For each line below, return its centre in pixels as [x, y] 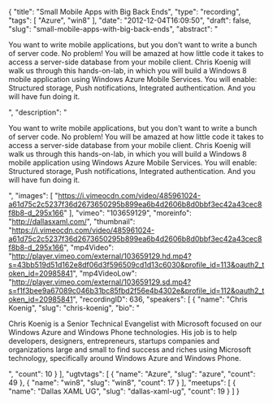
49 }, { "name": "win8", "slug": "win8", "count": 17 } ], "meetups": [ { [122, 382]
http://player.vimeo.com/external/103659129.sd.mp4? [102, 282]
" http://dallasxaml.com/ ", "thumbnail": [72, 222]
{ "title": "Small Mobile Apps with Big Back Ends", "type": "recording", [125, 12]
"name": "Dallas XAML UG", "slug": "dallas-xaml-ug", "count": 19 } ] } [124, 391]
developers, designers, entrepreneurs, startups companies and [114, 341]
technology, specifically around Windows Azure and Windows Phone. [125, 358]
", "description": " [38, 112]
